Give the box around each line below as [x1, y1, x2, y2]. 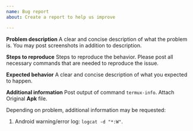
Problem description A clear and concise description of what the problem [6, 35, 188, 42]
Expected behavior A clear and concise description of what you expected [6, 71, 188, 78]
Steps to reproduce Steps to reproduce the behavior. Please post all [6, 53, 173, 60]
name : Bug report [6, 8, 49, 15]
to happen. [6, 77, 33, 84]
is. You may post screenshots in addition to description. [6, 42, 142, 49]
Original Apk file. [6, 95, 48, 102]
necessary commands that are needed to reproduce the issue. [6, 60, 159, 67]
